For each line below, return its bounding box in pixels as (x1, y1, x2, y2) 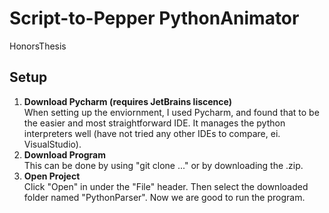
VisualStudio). (23, 138, 82, 150)
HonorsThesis (9, 40, 67, 52)
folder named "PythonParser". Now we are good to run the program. (23, 191, 306, 203)
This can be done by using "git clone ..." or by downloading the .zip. (23, 159, 304, 171)
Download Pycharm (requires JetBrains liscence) (23, 95, 232, 107)
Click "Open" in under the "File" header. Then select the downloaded (23, 180, 309, 192)
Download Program (23, 148, 106, 161)
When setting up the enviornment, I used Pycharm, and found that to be (23, 106, 320, 118)
